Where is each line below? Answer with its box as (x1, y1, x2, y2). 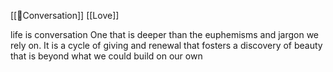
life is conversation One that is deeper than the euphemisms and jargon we (10, 29, 320, 40)
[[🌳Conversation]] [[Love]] (10, 10, 120, 21)
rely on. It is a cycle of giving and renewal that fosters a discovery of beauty (10, 40, 323, 51)
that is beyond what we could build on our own (10, 50, 203, 62)
